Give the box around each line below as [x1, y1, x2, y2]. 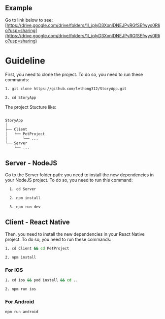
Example [5, 4, 33, 12]
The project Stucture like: [5, 104, 57, 110]
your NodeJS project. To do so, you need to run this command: [5, 177, 133, 183]
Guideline [5, 55, 45, 66]
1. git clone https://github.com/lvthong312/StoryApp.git [5, 86, 127, 91]
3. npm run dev [9, 204, 41, 210]
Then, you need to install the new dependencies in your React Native [5, 231, 145, 237]
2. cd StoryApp [5, 95, 36, 100]
